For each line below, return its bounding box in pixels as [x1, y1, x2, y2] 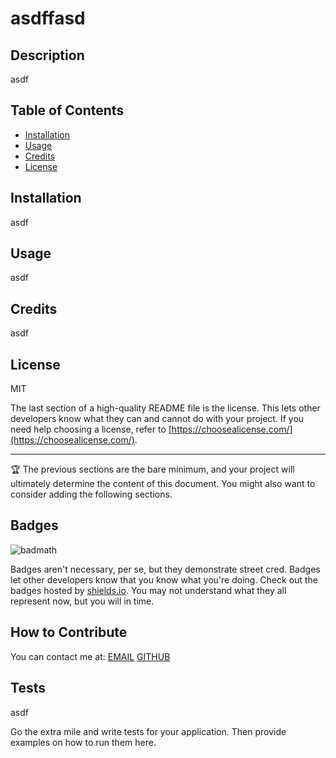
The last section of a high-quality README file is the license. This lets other [10, 402, 321, 414]
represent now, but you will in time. [10, 595, 155, 607]
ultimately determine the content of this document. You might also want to [10, 478, 316, 490]
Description [10, 47, 85, 64]
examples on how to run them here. [10, 736, 157, 748]
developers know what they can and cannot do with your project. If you [10, 413, 305, 425]
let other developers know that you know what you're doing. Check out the [10, 573, 318, 586]
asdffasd [10, 7, 86, 30]
